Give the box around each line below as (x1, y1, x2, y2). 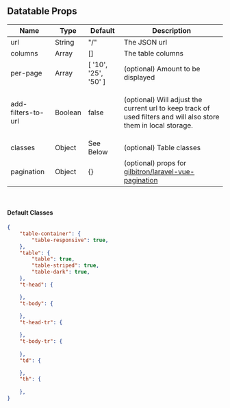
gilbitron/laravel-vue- (123, 167, 195, 176)
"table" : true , (31, 256, 75, 263)
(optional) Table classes (123, 143, 201, 152)
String (54, 37, 75, 47)
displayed (123, 72, 155, 82)
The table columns (123, 48, 183, 58)
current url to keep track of (123, 103, 210, 112)
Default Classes (7, 208, 53, 217)
